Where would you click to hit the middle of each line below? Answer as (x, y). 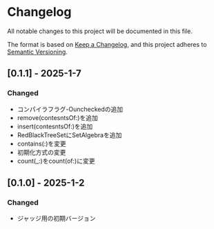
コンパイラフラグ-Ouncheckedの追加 (70, 109)
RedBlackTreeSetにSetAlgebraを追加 (69, 135)
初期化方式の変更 (41, 152)
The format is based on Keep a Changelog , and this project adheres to (107, 44)
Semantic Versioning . (37, 52)
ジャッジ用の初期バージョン (56, 219)
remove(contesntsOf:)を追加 (57, 117)
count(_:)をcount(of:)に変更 (56, 161)
